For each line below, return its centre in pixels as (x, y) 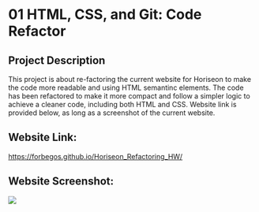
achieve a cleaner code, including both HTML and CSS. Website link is (122, 104)
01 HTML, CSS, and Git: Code (105, 15)
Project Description (57, 60)
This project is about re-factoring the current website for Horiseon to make (129, 79)
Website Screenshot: (61, 182)
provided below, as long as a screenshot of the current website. (112, 113)
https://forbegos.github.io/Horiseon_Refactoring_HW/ (96, 156)
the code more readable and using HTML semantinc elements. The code (126, 87)
